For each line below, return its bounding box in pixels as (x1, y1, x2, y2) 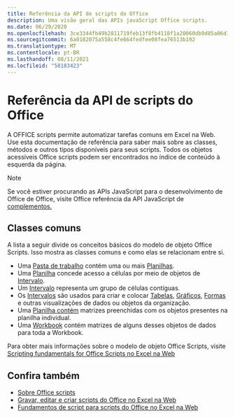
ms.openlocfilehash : (7, 29, 68, 37)
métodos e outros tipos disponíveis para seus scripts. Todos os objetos (7, 145, 213, 154)
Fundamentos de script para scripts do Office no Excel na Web (17, 403, 199, 412)
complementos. (7, 202, 52, 210)
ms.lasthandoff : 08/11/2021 (7, 56, 90, 63)
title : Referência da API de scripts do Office (7, 10, 149, 17)
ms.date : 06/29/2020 (7, 23, 68, 30)
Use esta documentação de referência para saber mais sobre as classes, (7, 138, 218, 146)
